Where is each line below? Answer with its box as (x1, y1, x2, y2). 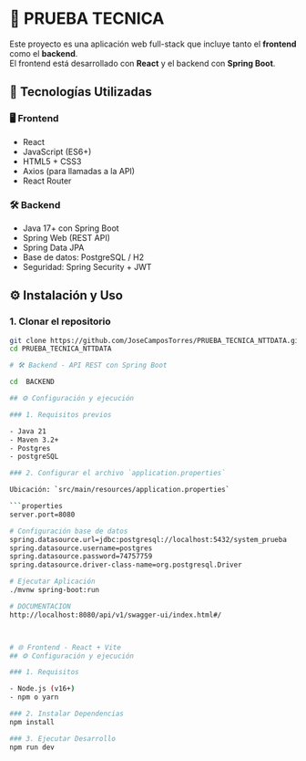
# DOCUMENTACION (9, 601, 71, 610)
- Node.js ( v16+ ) (9, 684, 76, 693)
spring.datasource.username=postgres (9, 543, 153, 553)
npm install (9, 717, 55, 726)
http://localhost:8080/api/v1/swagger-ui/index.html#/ (9, 610, 222, 620)
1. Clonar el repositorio (9, 315, 111, 328)
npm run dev (9, 743, 55, 752)
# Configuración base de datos (9, 526, 128, 536)
